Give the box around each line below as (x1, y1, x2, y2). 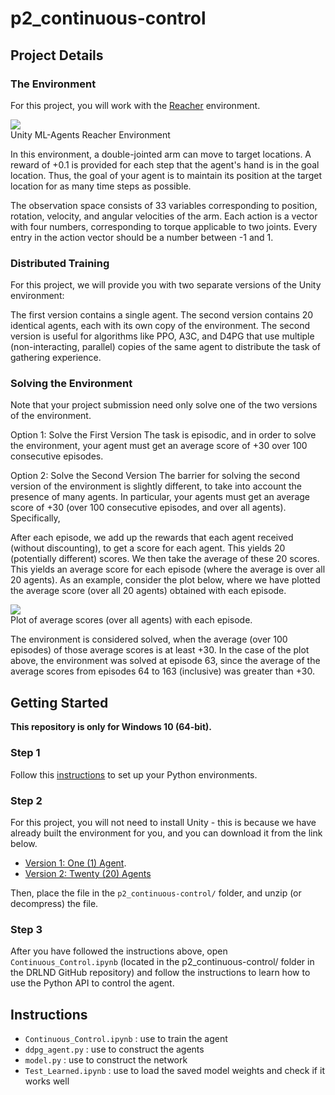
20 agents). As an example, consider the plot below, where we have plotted (10, 574, 321, 586)
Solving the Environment (10, 377, 133, 391)
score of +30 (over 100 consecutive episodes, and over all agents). (10, 502, 287, 514)
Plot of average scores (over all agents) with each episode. (10, 614, 253, 626)
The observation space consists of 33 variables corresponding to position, (10, 199, 318, 211)
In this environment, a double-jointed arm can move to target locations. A (10, 148, 312, 160)
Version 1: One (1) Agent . (24, 857, 127, 869)
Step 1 (10, 746, 41, 760)
